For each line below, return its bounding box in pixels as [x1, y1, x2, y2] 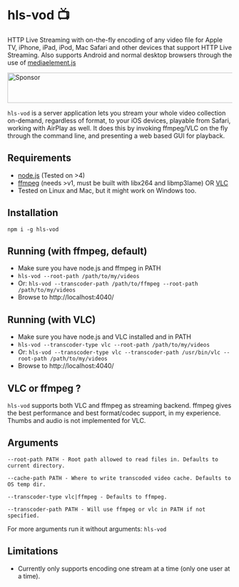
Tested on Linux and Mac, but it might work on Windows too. [17, 186, 197, 195]
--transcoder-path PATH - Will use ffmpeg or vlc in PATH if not [7, 506, 205, 513]
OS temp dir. [7, 481, 46, 488]
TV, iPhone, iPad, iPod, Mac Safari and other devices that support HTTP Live [7, 43, 232, 51]
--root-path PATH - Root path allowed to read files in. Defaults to [7, 456, 219, 463]
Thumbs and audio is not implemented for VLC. [7, 417, 146, 424]
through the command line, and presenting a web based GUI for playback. [7, 131, 225, 140]
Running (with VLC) [7, 313, 96, 326]
